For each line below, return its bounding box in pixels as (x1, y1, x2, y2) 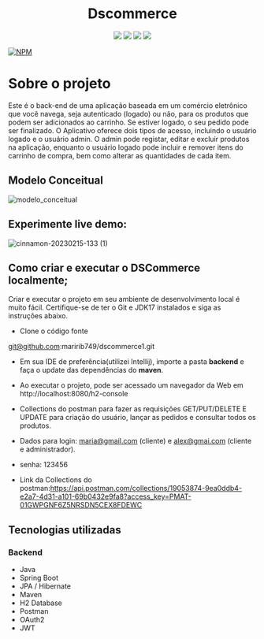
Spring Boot (19, 573, 59, 582)
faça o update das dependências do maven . (19, 366, 164, 375)
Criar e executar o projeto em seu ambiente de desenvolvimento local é (8, 295, 240, 304)
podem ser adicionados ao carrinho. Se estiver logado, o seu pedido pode (8, 117, 250, 127)
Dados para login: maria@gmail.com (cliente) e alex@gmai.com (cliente (19, 437, 252, 446)
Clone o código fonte (19, 326, 88, 336)
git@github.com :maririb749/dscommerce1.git (8, 342, 155, 351)
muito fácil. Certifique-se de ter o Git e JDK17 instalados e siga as (8, 303, 221, 312)
